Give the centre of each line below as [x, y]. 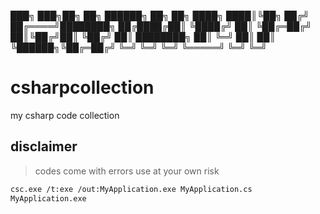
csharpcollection [82, 87]
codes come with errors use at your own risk [127, 171]
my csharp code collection [65, 115]
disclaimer [44, 146]
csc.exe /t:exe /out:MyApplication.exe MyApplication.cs [131, 189]
